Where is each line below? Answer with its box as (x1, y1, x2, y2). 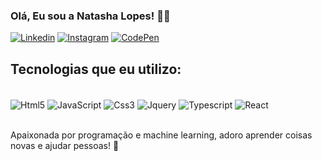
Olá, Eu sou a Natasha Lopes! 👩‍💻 (10, 9, 171, 23)
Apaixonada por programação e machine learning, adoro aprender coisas (10, 129, 313, 141)
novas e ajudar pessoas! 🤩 (10, 139, 120, 151)
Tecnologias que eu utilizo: (10, 60, 182, 78)
